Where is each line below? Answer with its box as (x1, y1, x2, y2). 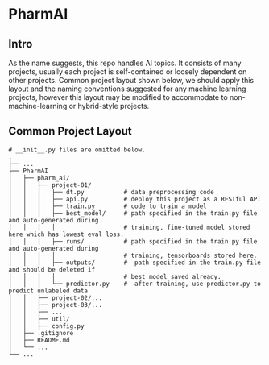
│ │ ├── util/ (8, 315, 70, 323)
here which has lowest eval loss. (8, 230, 125, 238)
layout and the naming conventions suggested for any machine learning (8, 84, 246, 93)
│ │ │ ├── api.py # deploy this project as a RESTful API (8, 195, 262, 203)
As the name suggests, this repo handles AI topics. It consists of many (8, 58, 242, 68)
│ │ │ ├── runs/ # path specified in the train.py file (8, 237, 258, 246)
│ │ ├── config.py (8, 321, 85, 330)
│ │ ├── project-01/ (8, 180, 92, 189)
